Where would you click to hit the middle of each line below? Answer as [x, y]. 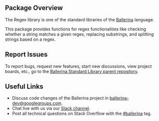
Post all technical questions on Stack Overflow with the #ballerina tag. [82, 114]
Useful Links [24, 87]
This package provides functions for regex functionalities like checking [76, 29]
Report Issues [26, 54]
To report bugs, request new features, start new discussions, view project [79, 66]
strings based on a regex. [30, 39]
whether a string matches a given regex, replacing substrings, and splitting [79, 34]
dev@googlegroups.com [37, 103]
